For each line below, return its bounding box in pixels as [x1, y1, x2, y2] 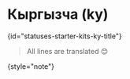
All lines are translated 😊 [26, 46, 109, 56]
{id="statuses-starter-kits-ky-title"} [7, 31, 123, 41]
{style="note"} [7, 61, 55, 71]
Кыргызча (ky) [7, 5, 109, 23]
